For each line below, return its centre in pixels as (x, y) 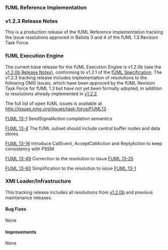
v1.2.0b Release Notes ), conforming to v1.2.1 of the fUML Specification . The (84, 72)
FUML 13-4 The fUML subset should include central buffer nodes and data (83, 128)
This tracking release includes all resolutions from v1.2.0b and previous (79, 192)
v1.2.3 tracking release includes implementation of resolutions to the (76, 78)
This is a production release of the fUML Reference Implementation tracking (84, 32)
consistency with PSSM (30, 149)
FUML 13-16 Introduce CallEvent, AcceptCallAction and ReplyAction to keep (84, 143)
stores (12, 134)
